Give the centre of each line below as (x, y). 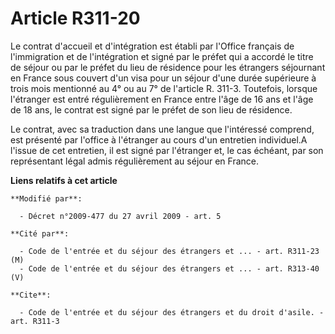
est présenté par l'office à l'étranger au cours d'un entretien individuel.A (159, 139)
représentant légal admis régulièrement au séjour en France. (134, 161)
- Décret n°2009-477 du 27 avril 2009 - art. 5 (120, 216)
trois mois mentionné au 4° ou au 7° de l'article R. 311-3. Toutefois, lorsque (164, 88)
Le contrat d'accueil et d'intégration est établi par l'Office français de (152, 46)
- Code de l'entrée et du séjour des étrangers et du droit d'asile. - (172, 312)
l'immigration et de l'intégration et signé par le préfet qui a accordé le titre (162, 56)
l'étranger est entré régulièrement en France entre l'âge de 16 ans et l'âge (162, 99)
